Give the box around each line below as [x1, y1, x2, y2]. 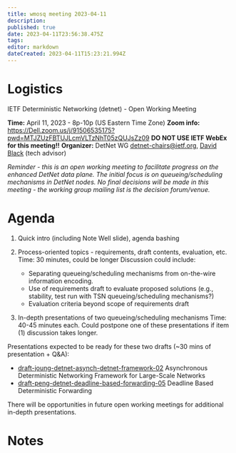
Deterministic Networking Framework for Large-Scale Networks [17, 371, 205, 380]
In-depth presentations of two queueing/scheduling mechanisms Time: [17, 313, 227, 322]
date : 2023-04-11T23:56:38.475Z [7, 30, 103, 38]
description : [7, 17, 46, 24]
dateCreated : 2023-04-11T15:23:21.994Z [7, 51, 126, 58]
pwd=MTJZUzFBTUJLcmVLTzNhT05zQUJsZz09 [7, 133, 150, 142]
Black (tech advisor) [7, 148, 66, 157]
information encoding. [28, 276, 94, 285]
